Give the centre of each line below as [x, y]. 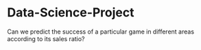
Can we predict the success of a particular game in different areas [100, 32]
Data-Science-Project [71, 13]
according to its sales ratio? [46, 38]
